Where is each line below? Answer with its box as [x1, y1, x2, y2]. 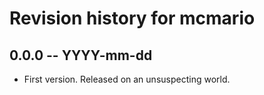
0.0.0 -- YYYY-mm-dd [9, 47, 153, 64]
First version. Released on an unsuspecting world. [23, 73, 231, 85]
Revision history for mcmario [9, 7, 256, 30]
